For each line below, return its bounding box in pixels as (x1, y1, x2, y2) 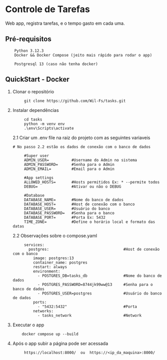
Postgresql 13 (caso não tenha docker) (14, 62, 98, 67)
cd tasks (24, 117, 42, 122)
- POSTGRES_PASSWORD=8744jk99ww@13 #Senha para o (37, 282, 153, 287)
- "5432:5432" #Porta (37, 304, 137, 309)
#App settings (24, 175, 54, 180)
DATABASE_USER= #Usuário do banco (24, 206, 110, 211)
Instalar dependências (12, 107, 59, 113)
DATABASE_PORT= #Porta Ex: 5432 (24, 215, 106, 220)
